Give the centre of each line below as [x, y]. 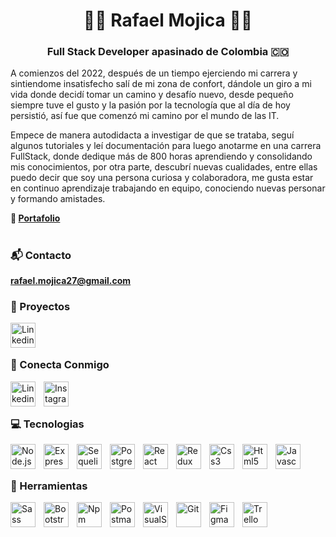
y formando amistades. [58, 199]
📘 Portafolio [35, 218]
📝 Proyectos [40, 306]
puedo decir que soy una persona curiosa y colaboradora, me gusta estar [162, 178]
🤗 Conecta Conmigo [60, 365]
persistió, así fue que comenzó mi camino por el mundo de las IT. [145, 116]
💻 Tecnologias [47, 424]
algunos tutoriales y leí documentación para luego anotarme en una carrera [166, 146]
